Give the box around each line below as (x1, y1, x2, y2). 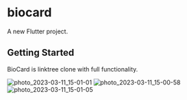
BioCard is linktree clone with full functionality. (7, 65, 138, 73)
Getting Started (7, 47, 75, 59)
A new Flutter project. (7, 27, 68, 35)
